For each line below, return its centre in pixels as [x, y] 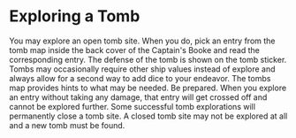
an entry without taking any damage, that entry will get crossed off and [138, 97]
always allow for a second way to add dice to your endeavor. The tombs [140, 78]
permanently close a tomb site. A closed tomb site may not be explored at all [148, 116]
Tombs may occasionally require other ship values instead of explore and [142, 69]
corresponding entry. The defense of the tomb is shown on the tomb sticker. [148, 59]
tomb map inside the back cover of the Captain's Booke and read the [135, 50]
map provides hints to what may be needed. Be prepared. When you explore [148, 88]
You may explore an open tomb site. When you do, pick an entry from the [142, 41]
